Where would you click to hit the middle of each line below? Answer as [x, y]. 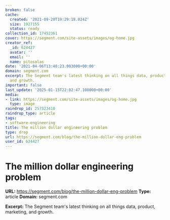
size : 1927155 [25, 24]
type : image [23, 104]
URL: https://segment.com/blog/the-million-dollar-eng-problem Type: [78, 191]
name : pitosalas [27, 62]
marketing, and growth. [30, 212]
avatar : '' [21, 52]
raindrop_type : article [30, 114]
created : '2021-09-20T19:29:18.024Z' [50, 19]
